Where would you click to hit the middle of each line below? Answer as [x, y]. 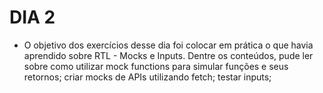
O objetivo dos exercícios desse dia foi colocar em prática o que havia [168, 45]
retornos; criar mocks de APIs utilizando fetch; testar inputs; [147, 77]
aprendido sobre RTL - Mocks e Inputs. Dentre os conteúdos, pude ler [168, 55]
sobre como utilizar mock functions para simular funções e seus [156, 66]
